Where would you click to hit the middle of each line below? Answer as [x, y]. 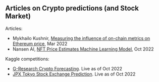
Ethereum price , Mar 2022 [40, 44]
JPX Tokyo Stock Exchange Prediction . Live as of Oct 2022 [74, 74]
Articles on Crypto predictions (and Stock [72, 8]
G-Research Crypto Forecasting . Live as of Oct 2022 [67, 68]
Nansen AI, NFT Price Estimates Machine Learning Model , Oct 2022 [83, 49]
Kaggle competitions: [27, 59]
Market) [18, 16]
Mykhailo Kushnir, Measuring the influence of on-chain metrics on [81, 38]
